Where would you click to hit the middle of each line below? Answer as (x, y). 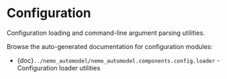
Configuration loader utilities (59, 68)
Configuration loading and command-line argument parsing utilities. (106, 33)
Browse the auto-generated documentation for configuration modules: (110, 46)
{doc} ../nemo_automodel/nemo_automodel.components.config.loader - (118, 60)
